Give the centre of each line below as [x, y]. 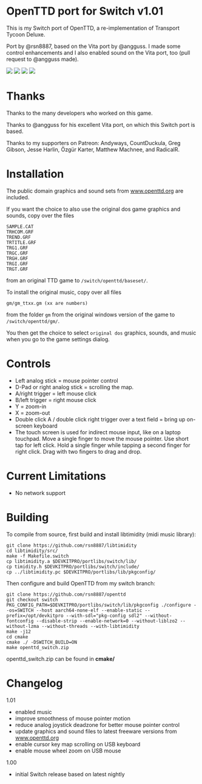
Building [28, 517]
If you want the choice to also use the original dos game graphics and [93, 209]
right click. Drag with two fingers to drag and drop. [78, 451]
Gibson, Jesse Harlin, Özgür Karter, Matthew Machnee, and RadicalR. [93, 149]
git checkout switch [32, 599]
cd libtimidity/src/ [32, 551]
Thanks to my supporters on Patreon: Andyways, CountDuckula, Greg [93, 143]
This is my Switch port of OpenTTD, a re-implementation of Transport [93, 28]
